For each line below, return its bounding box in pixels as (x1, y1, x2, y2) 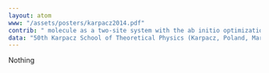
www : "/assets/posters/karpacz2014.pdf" (8, 19, 146, 27)
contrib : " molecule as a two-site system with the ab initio (8, 26, 220, 34)
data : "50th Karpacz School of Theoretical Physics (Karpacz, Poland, (8, 33, 249, 42)
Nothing (8, 56, 35, 65)
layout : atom (8, 11, 52, 20)
